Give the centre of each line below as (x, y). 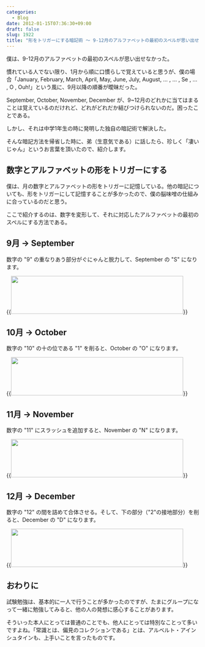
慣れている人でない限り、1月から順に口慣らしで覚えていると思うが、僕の (98, 72)
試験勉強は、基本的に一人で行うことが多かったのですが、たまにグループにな (102, 602)
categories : (21, 12)
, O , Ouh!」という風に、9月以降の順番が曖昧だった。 (73, 87)
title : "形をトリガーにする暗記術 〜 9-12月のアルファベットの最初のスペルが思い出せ (103, 40)
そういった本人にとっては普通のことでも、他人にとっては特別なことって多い (102, 622)
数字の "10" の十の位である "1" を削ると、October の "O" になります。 (94, 348)
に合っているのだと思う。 (38, 201)
